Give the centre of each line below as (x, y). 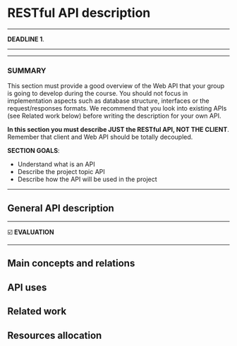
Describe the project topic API (61, 172)
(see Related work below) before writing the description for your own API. (114, 116)
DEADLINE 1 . (26, 39)
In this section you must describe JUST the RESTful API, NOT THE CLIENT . (118, 130)
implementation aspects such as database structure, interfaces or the (108, 101)
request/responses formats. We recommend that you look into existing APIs (117, 109)
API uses (27, 287)
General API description (61, 208)
